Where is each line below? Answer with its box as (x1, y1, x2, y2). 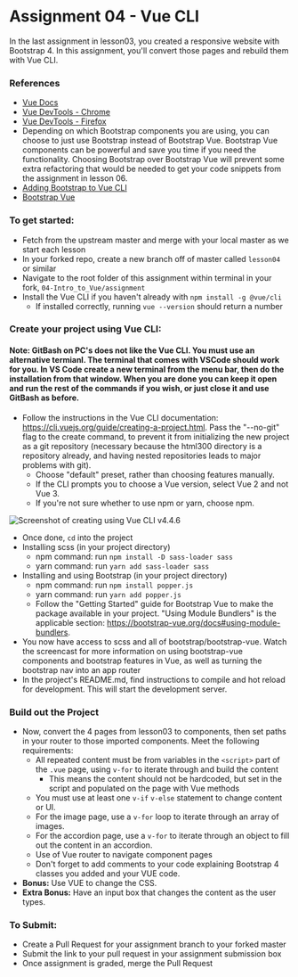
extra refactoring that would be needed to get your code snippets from (21, 163, 282, 175)
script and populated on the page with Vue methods (48, 783, 240, 793)
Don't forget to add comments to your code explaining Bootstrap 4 (35, 858, 279, 869)
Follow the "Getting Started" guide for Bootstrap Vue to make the (35, 598, 274, 609)
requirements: (21, 744, 74, 755)
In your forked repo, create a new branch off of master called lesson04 (21, 253, 281, 264)
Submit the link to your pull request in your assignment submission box (21, 948, 282, 959)
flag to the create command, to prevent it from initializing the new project (21, 431, 290, 442)
